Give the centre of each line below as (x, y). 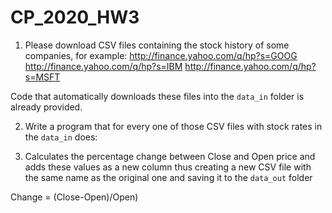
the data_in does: (61, 137)
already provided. (46, 107)
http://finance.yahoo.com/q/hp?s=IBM (103, 66)
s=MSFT (42, 77)
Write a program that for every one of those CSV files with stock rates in (173, 126)
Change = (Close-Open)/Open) (74, 197)
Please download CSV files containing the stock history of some (157, 45)
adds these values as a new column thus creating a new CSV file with (168, 167)
